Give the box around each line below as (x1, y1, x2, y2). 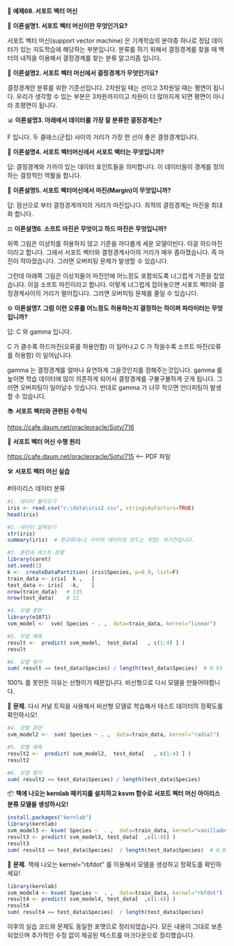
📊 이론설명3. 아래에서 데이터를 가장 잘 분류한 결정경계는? (7, 116, 162, 124)
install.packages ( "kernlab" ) (7, 814, 92, 821)
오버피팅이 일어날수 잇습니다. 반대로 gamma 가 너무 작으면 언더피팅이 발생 (19, 383, 221, 392)
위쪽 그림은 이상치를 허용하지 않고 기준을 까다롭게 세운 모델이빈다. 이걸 (7, 239, 198, 247)
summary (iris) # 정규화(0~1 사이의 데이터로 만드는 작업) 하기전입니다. (7, 537, 195, 544)
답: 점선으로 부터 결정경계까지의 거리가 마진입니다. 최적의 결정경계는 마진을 (7, 201, 210, 209)
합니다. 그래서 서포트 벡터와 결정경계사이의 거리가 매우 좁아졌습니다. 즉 (25, 248, 217, 256)
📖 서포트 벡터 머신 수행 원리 (7, 438, 81, 445)
